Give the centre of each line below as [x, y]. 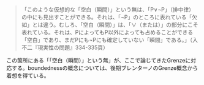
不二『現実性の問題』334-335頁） [65, 47]
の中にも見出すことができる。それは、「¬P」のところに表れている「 [107, 17]
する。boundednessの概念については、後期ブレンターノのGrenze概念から [105, 68]
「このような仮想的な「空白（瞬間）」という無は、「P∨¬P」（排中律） [108, 9]
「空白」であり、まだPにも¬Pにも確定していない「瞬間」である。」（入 [109, 40]
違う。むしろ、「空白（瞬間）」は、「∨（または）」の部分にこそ [120, 25]
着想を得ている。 [28, 76]
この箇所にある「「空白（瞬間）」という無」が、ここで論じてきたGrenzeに [99, 60]
